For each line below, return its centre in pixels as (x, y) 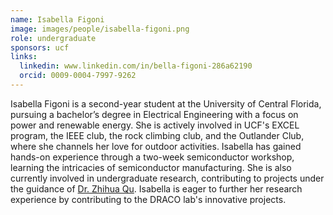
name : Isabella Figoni (57, 19)
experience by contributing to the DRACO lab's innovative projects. (148, 199)
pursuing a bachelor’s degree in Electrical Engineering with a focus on (154, 114)
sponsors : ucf (40, 47)
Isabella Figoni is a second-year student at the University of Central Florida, (166, 103)
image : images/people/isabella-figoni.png (100, 29)
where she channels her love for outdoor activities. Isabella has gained (156, 146)
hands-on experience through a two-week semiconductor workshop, (152, 157)
